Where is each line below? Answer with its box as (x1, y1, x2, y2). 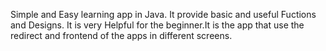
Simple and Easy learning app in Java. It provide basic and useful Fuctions (10, 9, 317, 20)
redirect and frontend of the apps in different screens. (10, 30, 233, 41)
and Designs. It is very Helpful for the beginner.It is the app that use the (10, 19, 305, 31)
